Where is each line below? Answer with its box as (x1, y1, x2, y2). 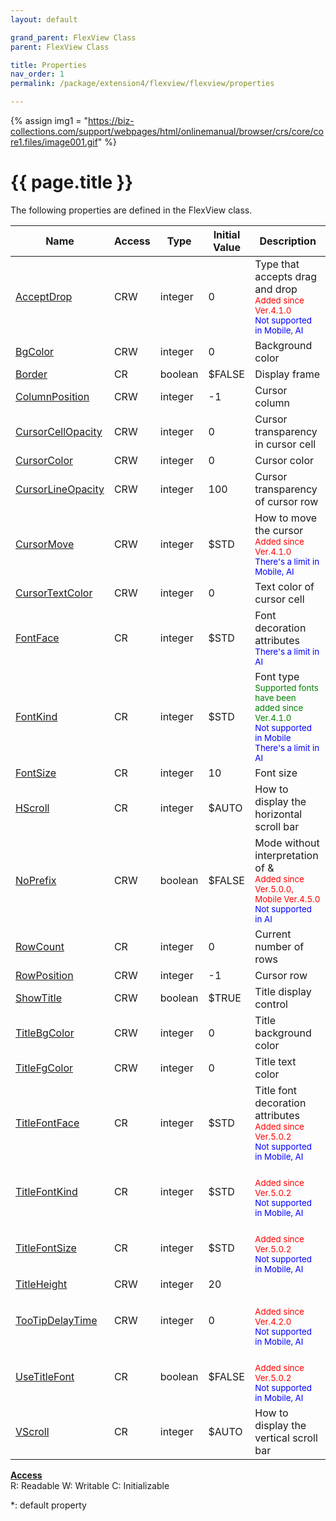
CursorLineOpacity (15, 482, 105, 496)
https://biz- (88, 115, 135, 126)
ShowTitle (15, 991, 62, 1005)
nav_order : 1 (10, 69, 65, 80)
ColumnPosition (15, 389, 90, 403)
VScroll (15, 1424, 50, 1438)
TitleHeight (15, 1277, 68, 1291)
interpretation (254, 848, 319, 862)
